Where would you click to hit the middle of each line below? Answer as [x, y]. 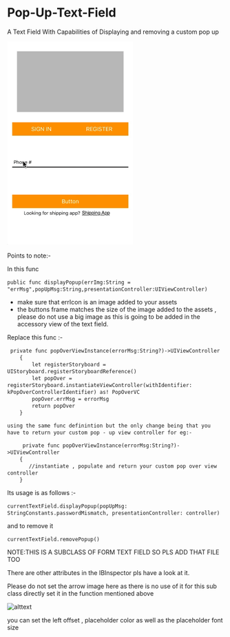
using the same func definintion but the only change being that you [109, 426]
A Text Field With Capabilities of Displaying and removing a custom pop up [113, 32]
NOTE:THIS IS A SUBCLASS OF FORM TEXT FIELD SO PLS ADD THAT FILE [113, 552]
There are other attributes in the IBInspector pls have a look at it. [98, 572]
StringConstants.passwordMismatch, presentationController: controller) [114, 513]
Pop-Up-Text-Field [62, 13]
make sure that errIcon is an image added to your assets [97, 302]
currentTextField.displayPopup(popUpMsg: [67, 506]
